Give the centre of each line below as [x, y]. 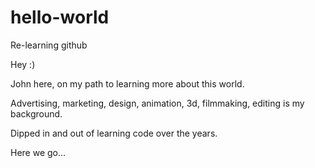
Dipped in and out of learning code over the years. [114, 133]
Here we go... [38, 152]
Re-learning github [49, 45]
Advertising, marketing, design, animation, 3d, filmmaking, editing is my [157, 103]
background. [36, 113]
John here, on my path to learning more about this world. [127, 83]
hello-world [60, 17]
